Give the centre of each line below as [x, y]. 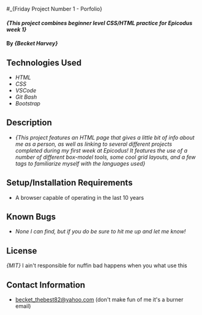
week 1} [17, 29]
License [22, 251]
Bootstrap [28, 103]
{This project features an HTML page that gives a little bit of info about [105, 137]
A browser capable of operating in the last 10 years [80, 197]
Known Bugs [31, 217]
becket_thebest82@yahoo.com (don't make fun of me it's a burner [99, 300]
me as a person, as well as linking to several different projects [94, 144]
